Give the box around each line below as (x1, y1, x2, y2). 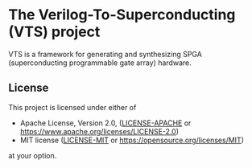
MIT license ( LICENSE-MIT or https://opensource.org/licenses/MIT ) (19, 135, 244, 145)
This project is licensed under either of (8, 102, 137, 112)
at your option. (8, 150, 57, 160)
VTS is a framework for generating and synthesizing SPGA (8, 49, 203, 59)
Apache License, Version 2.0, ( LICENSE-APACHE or (19, 118, 192, 128)
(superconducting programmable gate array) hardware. (8, 58, 192, 68)
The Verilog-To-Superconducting (8, 6, 236, 24)
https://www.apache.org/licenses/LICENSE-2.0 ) (19, 126, 180, 136)
